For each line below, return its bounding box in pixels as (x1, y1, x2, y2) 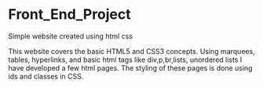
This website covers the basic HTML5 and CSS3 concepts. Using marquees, (8, 46, 255, 56)
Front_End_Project (8, 5, 131, 24)
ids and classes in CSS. (8, 71, 84, 81)
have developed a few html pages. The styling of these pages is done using (8, 63, 253, 72)
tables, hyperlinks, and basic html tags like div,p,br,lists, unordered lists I (8, 55, 243, 64)
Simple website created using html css (8, 31, 133, 41)
